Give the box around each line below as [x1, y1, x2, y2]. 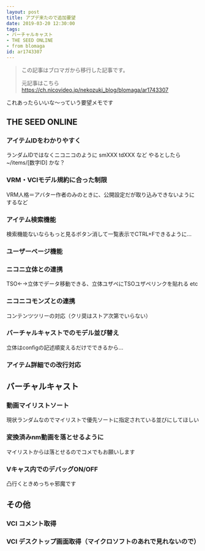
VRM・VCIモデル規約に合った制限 [6, 176, 107, 184]
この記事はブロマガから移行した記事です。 [21, 66, 129, 73]
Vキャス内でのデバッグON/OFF [6, 465, 99, 473]
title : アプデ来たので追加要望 [6, 15, 76, 21]
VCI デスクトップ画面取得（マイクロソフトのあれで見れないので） [6, 538, 200, 546]
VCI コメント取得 [6, 519, 57, 528]
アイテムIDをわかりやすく [6, 136, 81, 145]
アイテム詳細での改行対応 [6, 360, 81, 369]
